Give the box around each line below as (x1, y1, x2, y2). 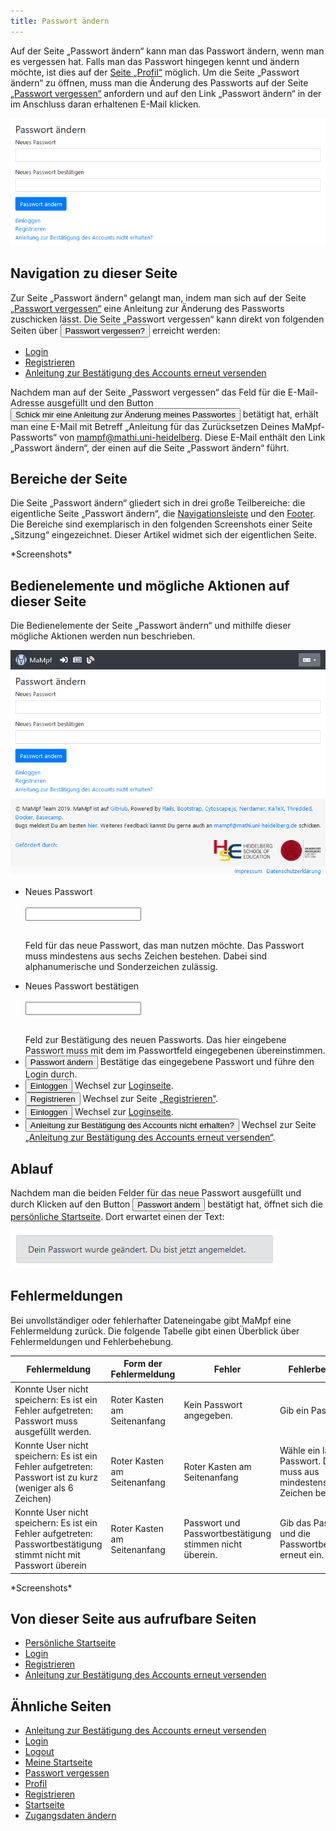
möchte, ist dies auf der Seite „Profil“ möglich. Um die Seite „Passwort (10, 66, 300, 78)
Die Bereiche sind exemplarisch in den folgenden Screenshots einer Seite (10, 518, 313, 530)
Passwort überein (14, 1560, 87, 1572)
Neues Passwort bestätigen (24, 980, 140, 992)
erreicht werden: (151, 324, 221, 336)
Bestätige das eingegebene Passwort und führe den (99, 1056, 315, 1068)
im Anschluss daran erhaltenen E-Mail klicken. (10, 98, 202, 110)
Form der (123, 1358, 163, 1370)
